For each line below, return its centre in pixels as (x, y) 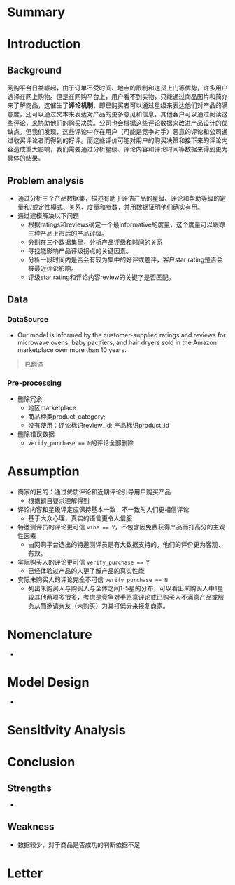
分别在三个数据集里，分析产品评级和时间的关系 (95, 242)
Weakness (31, 827)
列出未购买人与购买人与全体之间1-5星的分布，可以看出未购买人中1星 (126, 588)
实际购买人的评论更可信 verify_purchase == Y (83, 562)
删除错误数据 (36, 434)
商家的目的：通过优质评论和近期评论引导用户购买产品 (94, 492)
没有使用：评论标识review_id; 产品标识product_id (99, 425)
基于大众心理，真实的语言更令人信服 (80, 518)
